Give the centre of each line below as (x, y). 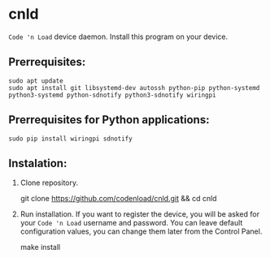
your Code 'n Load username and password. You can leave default (131, 223)
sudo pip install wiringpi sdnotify (70, 139)
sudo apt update (36, 81)
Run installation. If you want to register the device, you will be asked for (140, 214)
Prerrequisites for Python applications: (109, 120)
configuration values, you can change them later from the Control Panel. (141, 231)
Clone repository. (49, 183)
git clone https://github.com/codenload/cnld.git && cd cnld (118, 199)
